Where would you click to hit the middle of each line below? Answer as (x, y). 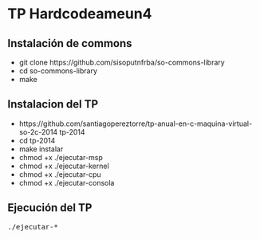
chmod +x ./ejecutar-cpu (60, 174)
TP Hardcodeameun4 (80, 14)
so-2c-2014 (38, 131)
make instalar (41, 149)
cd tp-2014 (37, 140)
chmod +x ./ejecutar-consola (67, 182)
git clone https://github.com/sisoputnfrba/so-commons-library (122, 62)
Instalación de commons (70, 43)
